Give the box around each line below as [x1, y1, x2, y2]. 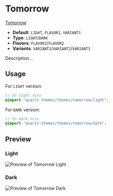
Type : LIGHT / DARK [12, 35, 48, 41]
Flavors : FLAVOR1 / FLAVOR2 [12, 40, 64, 46]
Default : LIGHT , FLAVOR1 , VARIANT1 [12, 29, 81, 35]
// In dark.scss [5, 116, 39, 121]
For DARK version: [5, 107, 40, 113]
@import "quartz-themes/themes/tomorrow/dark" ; [5, 121, 107, 126]
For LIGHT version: [5, 83, 43, 89]
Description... [5, 55, 33, 61]
